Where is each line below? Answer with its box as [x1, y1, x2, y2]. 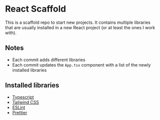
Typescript [12, 94, 34, 100]
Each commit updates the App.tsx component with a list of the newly [12, 62, 151, 68]
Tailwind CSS [12, 99, 39, 105]
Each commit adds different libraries [12, 57, 86, 63]
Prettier [12, 109, 27, 115]
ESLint [12, 104, 25, 110]
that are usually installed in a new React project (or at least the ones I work [5, 24, 156, 30]
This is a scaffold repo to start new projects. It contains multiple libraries [5, 19, 151, 25]
